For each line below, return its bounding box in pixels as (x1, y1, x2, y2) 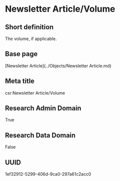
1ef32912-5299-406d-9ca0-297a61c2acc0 (5, 171, 91, 177)
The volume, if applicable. (5, 36, 57, 41)
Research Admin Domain (5, 104, 82, 113)
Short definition (5, 23, 54, 31)
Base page (5, 50, 38, 58)
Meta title (5, 77, 35, 85)
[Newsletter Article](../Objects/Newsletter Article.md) (5, 62, 112, 69)
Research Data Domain (5, 131, 76, 140)
